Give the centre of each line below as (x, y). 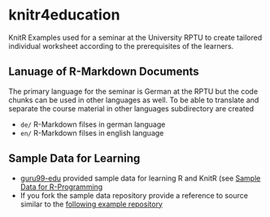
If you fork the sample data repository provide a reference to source (134, 195)
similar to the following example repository (91, 204)
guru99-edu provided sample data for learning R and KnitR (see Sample (140, 178)
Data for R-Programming (61, 187)
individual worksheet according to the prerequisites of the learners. (121, 46)
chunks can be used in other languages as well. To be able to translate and (134, 100)
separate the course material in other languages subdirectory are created (131, 108)
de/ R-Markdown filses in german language (93, 124)
